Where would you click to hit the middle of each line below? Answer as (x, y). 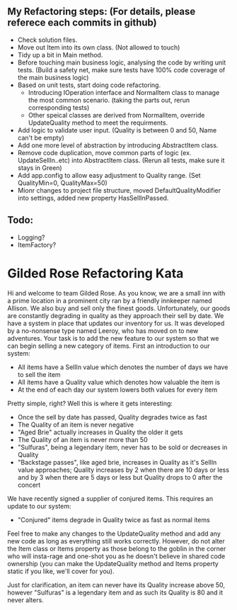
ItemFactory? (37, 244)
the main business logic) (53, 77)
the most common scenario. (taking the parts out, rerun (109, 100)
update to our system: (40, 506)
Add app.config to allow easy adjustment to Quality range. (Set (109, 175)
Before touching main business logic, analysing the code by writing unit (122, 62)
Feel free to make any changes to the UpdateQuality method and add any (114, 533)
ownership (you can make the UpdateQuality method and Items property (113, 563)
